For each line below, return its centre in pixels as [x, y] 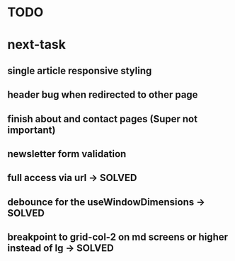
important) [31, 130]
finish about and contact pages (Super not [103, 118]
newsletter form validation [67, 154]
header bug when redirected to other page [103, 95]
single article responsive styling [80, 70]
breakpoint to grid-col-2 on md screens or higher [118, 237]
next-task [36, 45]
